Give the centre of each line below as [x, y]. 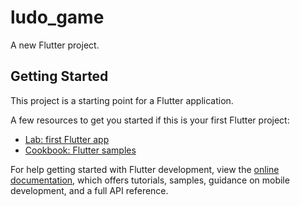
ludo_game [57, 17]
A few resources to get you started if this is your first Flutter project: [150, 120]
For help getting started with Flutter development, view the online [145, 169]
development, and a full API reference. [89, 190]
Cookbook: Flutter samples [80, 150]
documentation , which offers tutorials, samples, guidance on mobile [150, 180]
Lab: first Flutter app [67, 139]
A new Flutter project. [55, 45]
